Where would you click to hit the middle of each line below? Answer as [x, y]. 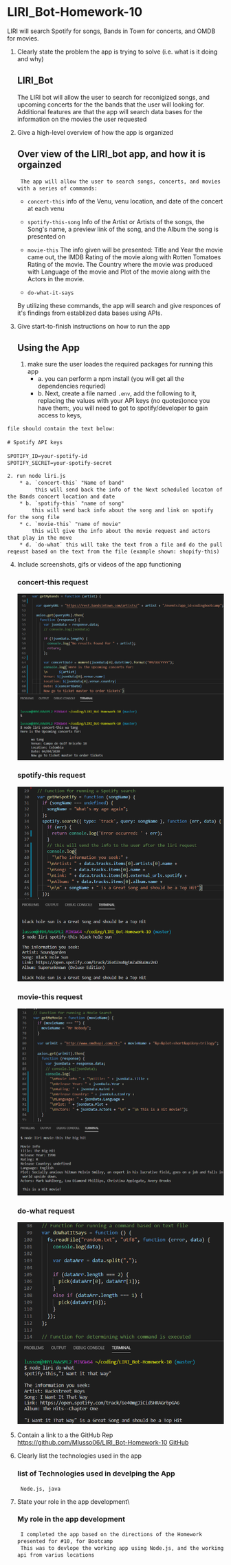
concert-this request [53, 582]
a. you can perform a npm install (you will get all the [111, 379]
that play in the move [40, 538]
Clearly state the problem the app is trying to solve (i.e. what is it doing [117, 52]
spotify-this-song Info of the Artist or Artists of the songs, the [116, 221]
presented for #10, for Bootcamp [65, 1541]
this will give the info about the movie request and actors [121, 531]
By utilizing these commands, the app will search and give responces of [119, 305]
